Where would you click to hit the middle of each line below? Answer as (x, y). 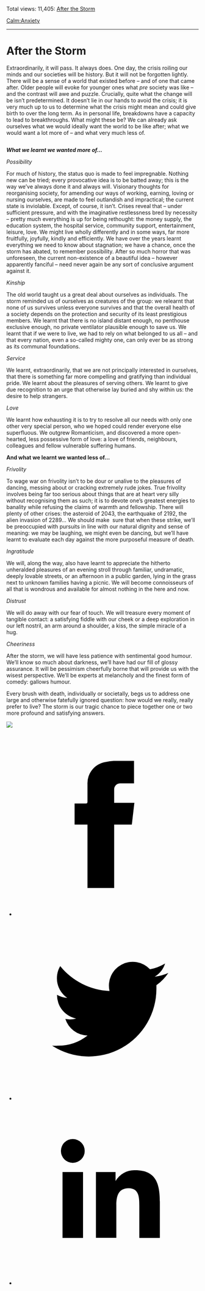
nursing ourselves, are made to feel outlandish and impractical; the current (100, 199)
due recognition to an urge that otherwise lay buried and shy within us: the (100, 389)
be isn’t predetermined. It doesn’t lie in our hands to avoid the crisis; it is (97, 100)
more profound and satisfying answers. (56, 713)
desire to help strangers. (37, 396)
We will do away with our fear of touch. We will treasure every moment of (99, 612)
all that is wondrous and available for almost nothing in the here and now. (98, 589)
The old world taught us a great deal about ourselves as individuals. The (97, 294)
